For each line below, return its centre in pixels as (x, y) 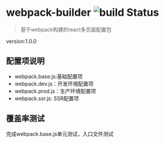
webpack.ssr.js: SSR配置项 (47, 98)
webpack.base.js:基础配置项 (49, 76)
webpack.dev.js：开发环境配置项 (54, 84)
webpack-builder (49, 13)
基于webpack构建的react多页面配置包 (66, 29)
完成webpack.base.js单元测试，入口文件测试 (60, 134)
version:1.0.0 (21, 41)
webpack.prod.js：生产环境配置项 (55, 91)
